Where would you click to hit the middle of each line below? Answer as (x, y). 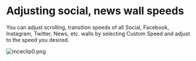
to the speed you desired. (38, 40)
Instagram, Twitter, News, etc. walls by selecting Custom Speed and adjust (98, 33)
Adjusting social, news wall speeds (95, 11)
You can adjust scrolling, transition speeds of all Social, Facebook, (88, 27)
